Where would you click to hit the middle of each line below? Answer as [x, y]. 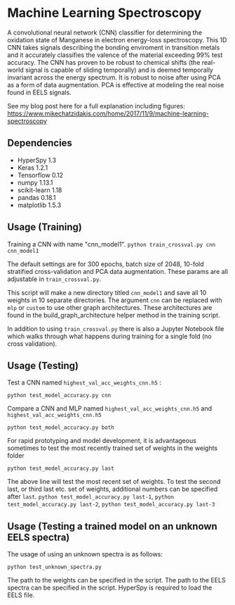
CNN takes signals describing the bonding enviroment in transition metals [114, 47]
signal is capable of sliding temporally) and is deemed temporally [119, 70]
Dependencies [40, 143]
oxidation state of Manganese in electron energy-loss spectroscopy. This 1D [117, 39]
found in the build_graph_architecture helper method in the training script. [114, 315]
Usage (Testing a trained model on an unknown [112, 526]
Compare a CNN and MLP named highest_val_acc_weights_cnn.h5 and [110, 408]
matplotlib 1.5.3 [39, 205]
